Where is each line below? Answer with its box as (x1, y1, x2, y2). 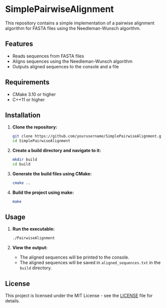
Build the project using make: (12, 189, 74, 195)
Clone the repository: (12, 124, 57, 130)
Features (5, 40, 33, 48)
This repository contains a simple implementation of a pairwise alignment (5, 20, 155, 26)
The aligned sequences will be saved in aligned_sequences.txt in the (19, 260, 161, 266)
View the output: (12, 245, 48, 251)
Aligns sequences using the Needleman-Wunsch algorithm (12, 58, 133, 64)
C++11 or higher (12, 96, 45, 103)
